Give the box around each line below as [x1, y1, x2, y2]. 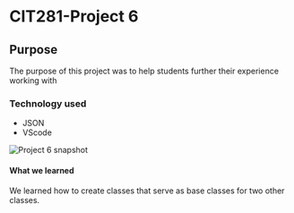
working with [9, 75, 57, 86]
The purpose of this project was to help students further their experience [9, 65, 280, 76]
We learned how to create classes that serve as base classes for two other [9, 185, 285, 196]
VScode [22, 127, 52, 138]
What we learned [9, 165, 74, 175]
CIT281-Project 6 [9, 6, 139, 27]
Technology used [9, 97, 87, 109]
